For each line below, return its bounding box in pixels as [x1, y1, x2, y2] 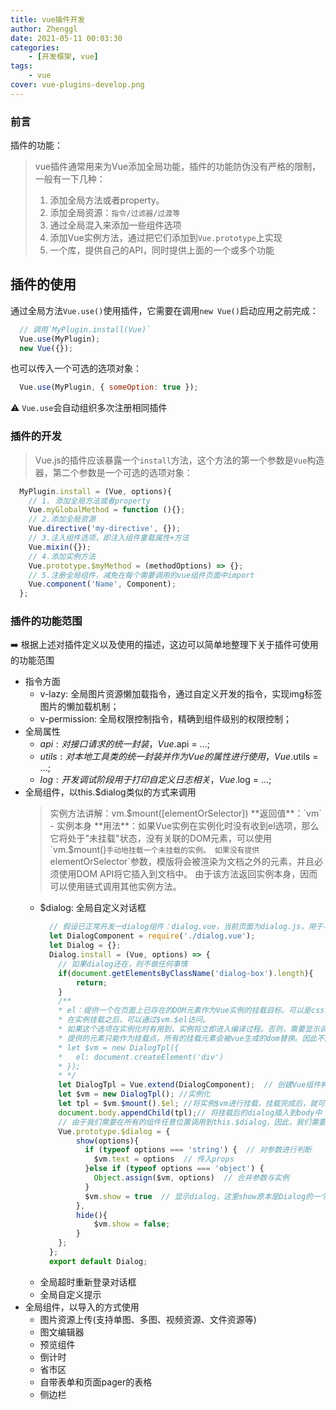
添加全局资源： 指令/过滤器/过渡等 [49, 207, 181, 219]
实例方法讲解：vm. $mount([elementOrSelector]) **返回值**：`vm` [49, 807, 322, 820]
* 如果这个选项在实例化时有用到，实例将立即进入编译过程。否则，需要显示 [58, 1024, 320, 1035]
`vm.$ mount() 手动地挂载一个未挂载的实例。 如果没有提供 [49, 844, 260, 856]
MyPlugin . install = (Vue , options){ [19, 486, 172, 496]
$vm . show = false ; [93, 1219, 171, 1230]
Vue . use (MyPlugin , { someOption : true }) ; [19, 382, 199, 393]
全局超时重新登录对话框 [39, 1276, 137, 1288]
